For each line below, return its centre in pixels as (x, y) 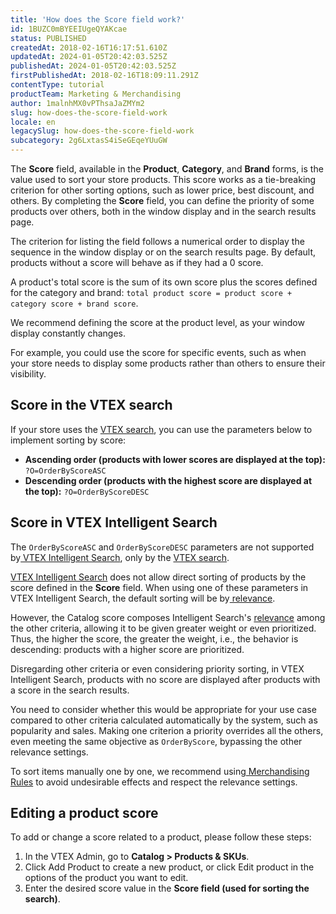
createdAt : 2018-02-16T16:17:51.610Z (89, 47)
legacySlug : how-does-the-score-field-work (102, 131)
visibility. (28, 374)
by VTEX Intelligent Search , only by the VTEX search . (120, 557)
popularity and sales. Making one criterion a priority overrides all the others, (167, 730)
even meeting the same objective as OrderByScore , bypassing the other (156, 741)
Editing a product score (84, 813)
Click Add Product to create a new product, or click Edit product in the (169, 867)
